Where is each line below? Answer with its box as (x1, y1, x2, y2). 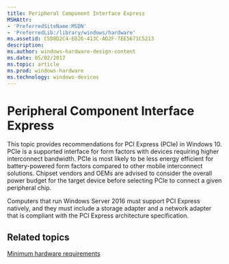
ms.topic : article (7, 61, 59, 68)
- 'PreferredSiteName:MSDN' (7, 23, 87, 29)
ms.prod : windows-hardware (7, 67, 84, 74)
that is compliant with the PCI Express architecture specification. (7, 211, 189, 220)
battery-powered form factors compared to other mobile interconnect (7, 162, 203, 170)
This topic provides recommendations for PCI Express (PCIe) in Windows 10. (7, 140, 222, 148)
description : (7, 42, 44, 49)
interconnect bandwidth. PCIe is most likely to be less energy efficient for (7, 155, 214, 163)
